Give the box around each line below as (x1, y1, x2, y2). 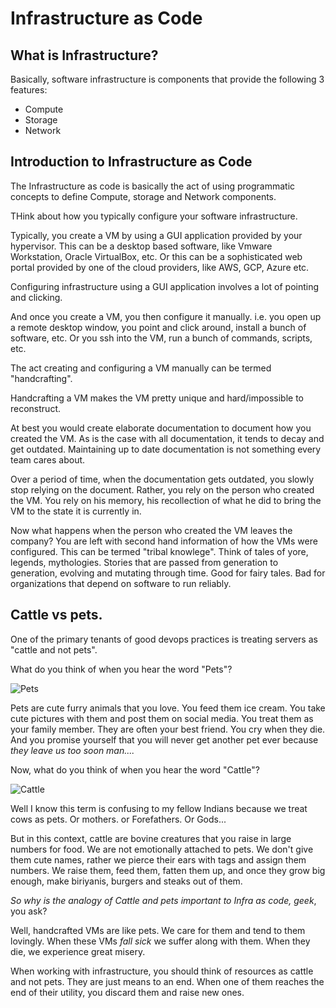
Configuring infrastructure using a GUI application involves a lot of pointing (10, 280, 320, 292)
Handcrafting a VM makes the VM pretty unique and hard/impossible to (10, 392, 304, 404)
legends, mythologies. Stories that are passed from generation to (10, 556, 279, 568)
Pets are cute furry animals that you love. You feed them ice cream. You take (10, 702, 326, 714)
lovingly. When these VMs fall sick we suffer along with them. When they (10, 935, 311, 947)
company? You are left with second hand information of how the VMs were (10, 535, 318, 547)
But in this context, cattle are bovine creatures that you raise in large (10, 832, 292, 844)
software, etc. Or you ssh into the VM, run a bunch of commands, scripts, (10, 332, 313, 344)
